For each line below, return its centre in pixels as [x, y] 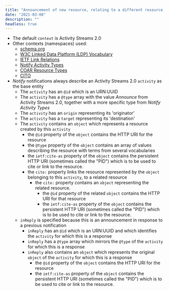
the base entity [28, 87]
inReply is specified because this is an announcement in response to [91, 220]
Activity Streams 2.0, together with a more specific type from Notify [90, 102]
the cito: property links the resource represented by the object [94, 172]
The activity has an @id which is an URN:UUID [69, 92]
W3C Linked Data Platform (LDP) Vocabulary [66, 54]
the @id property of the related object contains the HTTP [101, 193]
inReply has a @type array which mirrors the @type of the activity [95, 242]
